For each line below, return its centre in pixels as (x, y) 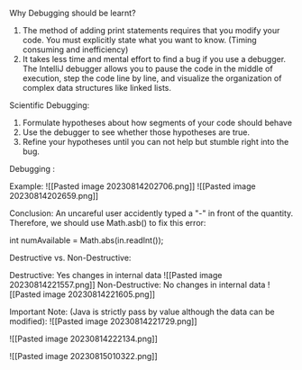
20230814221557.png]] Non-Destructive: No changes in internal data (137, 284)
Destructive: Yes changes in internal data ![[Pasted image (116, 275)
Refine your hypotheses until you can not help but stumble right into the (156, 142)
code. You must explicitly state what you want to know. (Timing (139, 40)
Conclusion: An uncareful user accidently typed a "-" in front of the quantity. (151, 213)
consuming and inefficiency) (75, 50)
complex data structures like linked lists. (97, 88)
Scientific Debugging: (50, 105)
